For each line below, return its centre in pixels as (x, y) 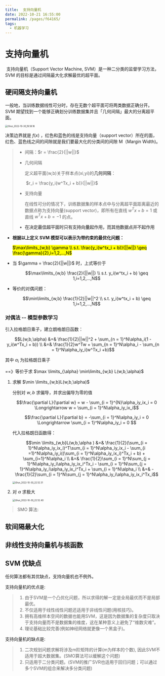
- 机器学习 (19, 28)
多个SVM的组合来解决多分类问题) (58, 668)
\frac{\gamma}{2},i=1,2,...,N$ (42, 253)
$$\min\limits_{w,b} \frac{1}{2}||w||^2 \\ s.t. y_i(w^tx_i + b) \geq (86, 299)
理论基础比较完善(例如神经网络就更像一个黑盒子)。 (76, 628)
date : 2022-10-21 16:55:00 (33, 14)
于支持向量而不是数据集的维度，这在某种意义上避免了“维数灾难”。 (91, 622)
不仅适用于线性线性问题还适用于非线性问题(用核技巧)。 (80, 610)
